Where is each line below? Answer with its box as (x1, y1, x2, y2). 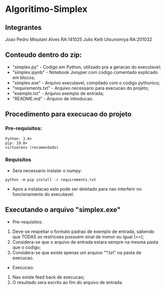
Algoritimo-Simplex (5, 3, 88, 15)
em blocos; (12, 74, 36, 80)
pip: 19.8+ (5, 141, 28, 145)
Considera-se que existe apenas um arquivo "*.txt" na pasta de (12, 249, 142, 255)
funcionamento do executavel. (12, 191, 74, 197)
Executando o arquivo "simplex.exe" (5, 206, 121, 214)
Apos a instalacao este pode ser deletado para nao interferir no (12, 186, 142, 192)
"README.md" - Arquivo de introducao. (12, 95, 94, 101)
